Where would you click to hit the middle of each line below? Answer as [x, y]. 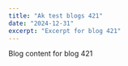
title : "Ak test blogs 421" [56, 16]
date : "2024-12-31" [41, 23]
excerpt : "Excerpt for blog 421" [65, 31]
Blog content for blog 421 [51, 54]
